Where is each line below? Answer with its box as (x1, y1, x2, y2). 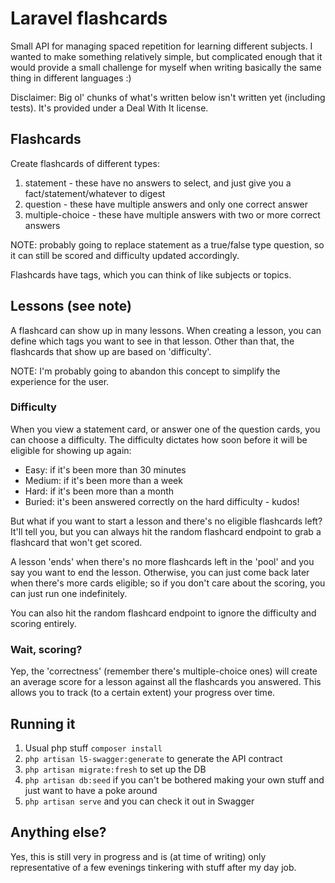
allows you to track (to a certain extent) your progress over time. (10, 687, 276, 699)
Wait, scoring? (10, 642, 83, 656)
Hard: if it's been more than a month (24, 485, 175, 497)
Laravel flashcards (10, 7, 168, 30)
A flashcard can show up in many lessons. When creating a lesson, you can (10, 324, 322, 336)
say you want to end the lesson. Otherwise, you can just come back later (10, 566, 310, 578)
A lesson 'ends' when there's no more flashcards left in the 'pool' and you (10, 555, 315, 567)
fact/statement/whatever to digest (24, 187, 166, 199)
